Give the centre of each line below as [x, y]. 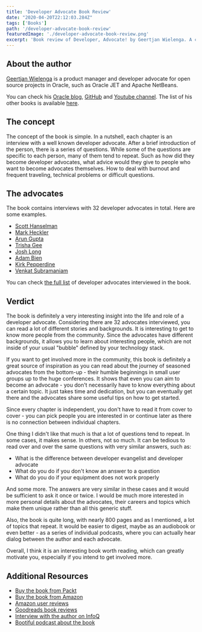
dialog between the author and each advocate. [64, 539]
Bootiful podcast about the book [55, 622]
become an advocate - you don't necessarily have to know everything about [101, 385]
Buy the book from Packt [46, 591]
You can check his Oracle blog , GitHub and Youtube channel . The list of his [99, 96]
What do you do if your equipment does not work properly [87, 477]
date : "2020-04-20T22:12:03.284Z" [50, 17]
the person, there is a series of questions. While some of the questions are [99, 149]
